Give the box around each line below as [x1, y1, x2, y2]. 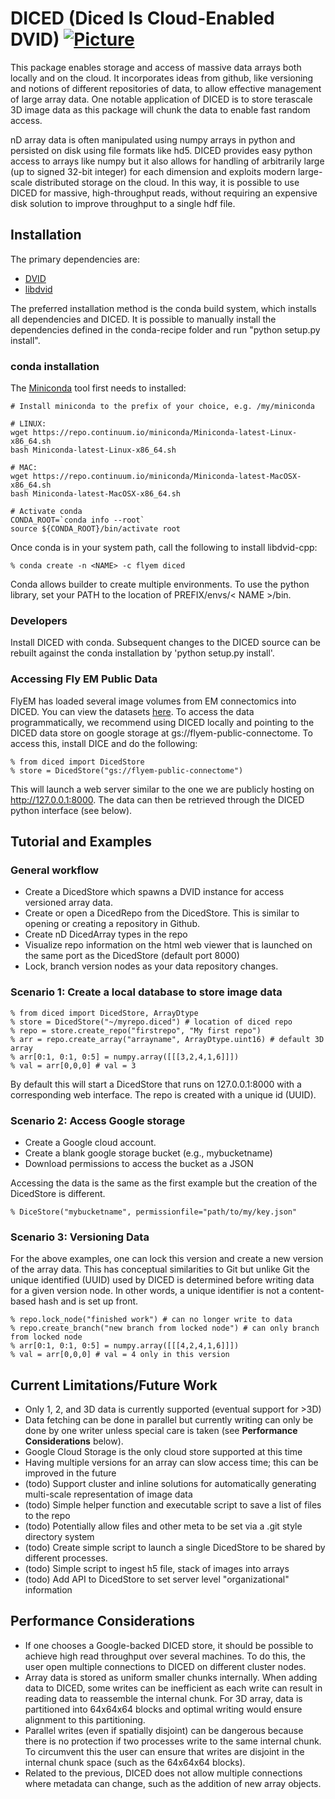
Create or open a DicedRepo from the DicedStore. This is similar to [24, 907, 300, 919]
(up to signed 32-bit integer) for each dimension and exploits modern [10, 165, 297, 177]
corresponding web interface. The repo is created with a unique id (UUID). [10, 1088, 317, 1101]
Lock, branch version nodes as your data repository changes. [24, 960, 279, 972]
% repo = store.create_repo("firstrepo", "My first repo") [10, 1025, 262, 1036]
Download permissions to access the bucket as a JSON [24, 1157, 254, 1169]
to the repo [24, 1510, 71, 1522]
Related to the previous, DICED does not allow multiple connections [24, 1767, 303, 1779]
